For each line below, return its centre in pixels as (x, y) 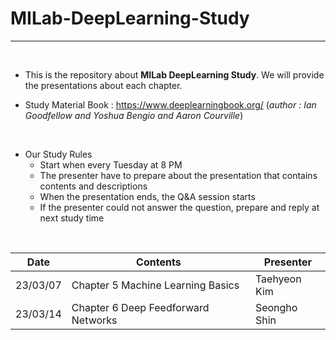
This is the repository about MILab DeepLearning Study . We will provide (174, 74)
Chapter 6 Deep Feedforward (140, 307)
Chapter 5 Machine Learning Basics (155, 285)
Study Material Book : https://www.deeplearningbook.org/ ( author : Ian (170, 104)
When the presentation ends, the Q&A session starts (147, 196)
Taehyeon (278, 279)
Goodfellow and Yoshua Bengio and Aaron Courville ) (134, 115)
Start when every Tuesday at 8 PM (111, 164)
